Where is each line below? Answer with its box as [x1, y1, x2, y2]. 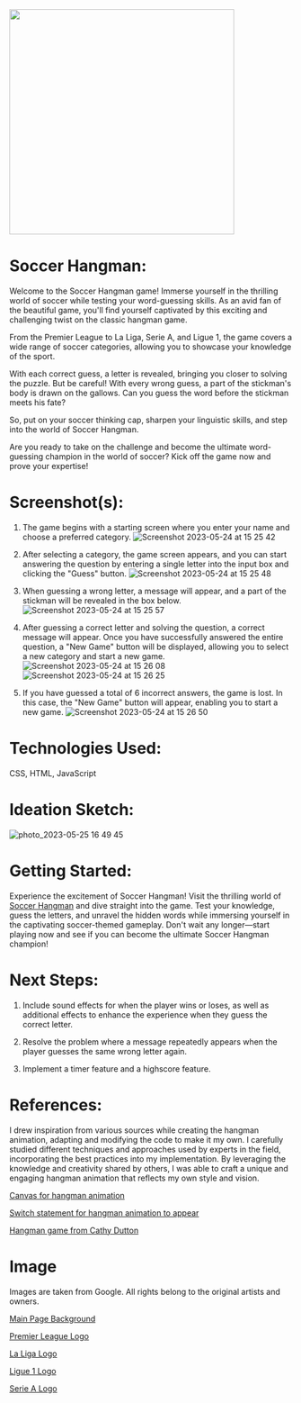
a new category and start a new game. [22, 650, 165, 661]
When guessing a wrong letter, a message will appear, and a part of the [22, 585, 288, 596]
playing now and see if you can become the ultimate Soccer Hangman [9, 928, 270, 939]
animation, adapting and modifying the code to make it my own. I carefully [9, 1134, 284, 1145]
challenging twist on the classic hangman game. [9, 314, 188, 325]
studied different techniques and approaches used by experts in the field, [9, 1144, 281, 1154]
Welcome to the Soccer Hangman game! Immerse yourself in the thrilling [9, 285, 279, 296]
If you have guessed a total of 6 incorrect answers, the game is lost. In [22, 687, 283, 698]
